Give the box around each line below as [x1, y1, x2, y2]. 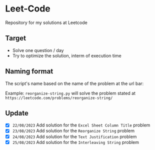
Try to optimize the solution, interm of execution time [12, 52, 121, 58]
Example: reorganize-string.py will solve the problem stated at [5, 90, 136, 96]
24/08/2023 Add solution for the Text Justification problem [12, 133, 137, 139]
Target [5, 34, 26, 42]
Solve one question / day [12, 47, 64, 53]
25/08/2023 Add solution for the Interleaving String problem [12, 139, 139, 145]
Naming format [5, 67, 53, 75]
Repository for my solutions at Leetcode [5, 19, 87, 25]
